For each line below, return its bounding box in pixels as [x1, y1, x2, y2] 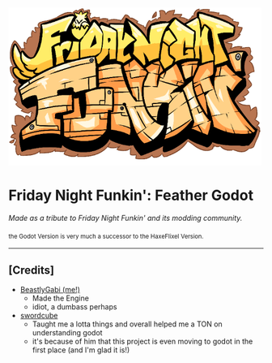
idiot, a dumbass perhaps [32, 302, 117, 312]
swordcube [19, 311, 58, 321]
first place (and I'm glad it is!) [32, 345, 130, 355]
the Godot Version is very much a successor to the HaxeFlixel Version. [8, 232, 204, 241]
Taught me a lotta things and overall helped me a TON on [32, 319, 223, 329]
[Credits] [8, 263, 55, 277]
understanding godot [32, 328, 103, 338]
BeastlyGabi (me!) [19, 285, 81, 295]
